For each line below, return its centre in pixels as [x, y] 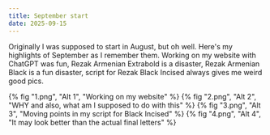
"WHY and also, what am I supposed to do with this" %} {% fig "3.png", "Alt [135, 105]
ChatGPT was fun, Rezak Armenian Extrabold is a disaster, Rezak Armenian [134, 63]
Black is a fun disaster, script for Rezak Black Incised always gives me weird [135, 72]
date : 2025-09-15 [38, 23]
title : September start [49, 16]
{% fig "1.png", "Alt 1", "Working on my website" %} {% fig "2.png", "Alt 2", [133, 96]
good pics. [26, 81]
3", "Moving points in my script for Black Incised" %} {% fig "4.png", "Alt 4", [135, 113]
